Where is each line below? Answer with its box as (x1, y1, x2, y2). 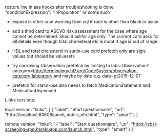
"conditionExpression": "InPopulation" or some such (5, 9, 110, 15)
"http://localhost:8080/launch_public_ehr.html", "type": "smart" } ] (5, 112, 138, 117)
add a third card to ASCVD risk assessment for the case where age (12, 28, 147, 34)
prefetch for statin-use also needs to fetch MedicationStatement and (12, 82, 150, 88)
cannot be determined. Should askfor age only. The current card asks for (12, 34, 159, 39)
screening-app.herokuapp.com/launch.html (5, 126, 93, 132)
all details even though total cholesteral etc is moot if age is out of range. (12, 39, 159, 44)
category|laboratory (12, 73, 53, 78)
